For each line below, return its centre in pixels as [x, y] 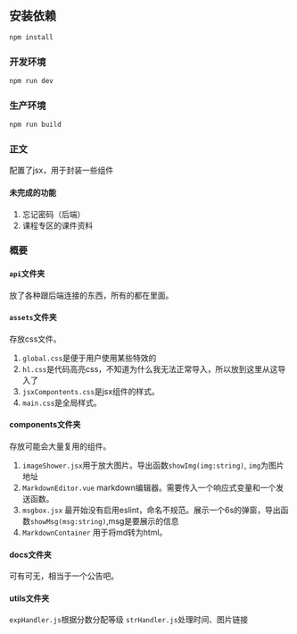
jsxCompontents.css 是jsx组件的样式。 [91, 391]
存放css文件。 [35, 339]
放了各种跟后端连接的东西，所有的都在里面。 [91, 295]
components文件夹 [45, 425]
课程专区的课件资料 [58, 225]
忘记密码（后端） [54, 214]
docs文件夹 [30, 554]
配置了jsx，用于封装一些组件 [62, 170]
